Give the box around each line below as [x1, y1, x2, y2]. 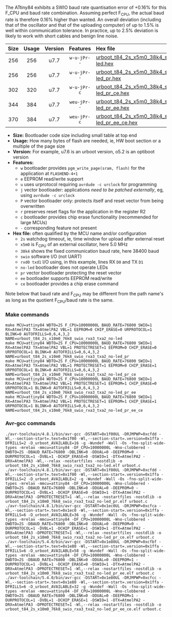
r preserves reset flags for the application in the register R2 [20, 208, 146, 214]
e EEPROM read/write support [20, 175, 83, 182]
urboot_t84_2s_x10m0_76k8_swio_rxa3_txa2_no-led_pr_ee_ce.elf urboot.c [5, 606, 161, 612]
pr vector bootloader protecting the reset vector [20, 269, 122, 276]
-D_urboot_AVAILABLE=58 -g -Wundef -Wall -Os [28, 548, 127, 553]
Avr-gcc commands [5, 420, 56, 427]
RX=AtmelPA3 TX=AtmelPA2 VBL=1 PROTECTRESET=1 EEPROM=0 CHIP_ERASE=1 [5, 363, 157, 368]
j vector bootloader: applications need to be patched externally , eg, [20, 187, 164, 193]
